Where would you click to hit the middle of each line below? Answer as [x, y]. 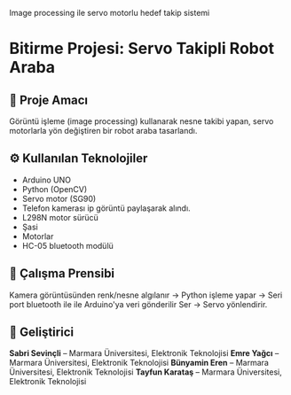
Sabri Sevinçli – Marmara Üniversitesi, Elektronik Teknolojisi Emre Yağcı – [144, 353]
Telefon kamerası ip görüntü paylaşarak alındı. [106, 208]
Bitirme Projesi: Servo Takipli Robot [142, 49]
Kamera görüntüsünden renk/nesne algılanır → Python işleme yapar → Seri [146, 295]
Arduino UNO [47, 180]
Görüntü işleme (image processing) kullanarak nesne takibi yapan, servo [142, 121]
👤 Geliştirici [41, 333]
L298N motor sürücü [60, 217]
